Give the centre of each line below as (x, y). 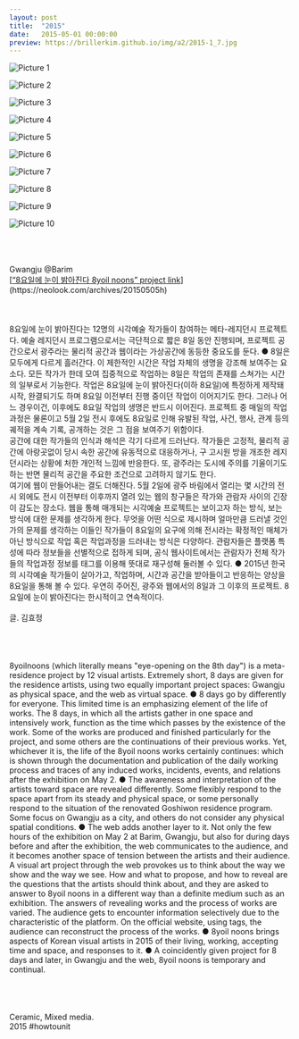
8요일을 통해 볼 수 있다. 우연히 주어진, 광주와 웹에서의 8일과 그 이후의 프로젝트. (146, 586)
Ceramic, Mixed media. (52, 1017)
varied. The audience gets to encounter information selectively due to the (144, 913)
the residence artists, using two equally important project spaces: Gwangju (147, 685)
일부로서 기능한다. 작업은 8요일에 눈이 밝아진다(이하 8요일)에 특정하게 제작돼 (151, 385)
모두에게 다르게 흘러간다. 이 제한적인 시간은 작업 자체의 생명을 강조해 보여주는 (144, 363)
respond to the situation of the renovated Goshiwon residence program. (141, 809)
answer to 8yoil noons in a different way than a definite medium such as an (147, 893)
